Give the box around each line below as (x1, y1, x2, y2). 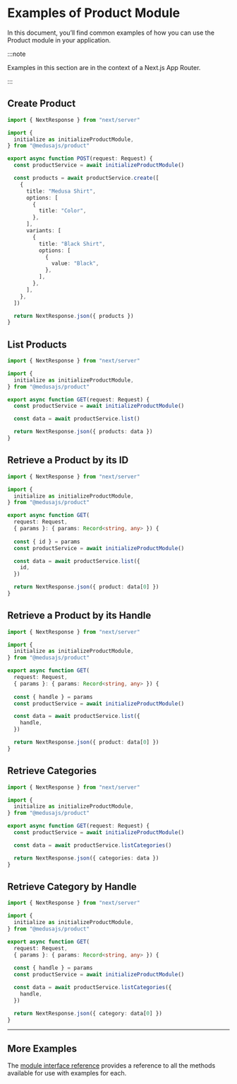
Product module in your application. (7, 35, 111, 44)
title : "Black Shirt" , (38, 240, 106, 247)
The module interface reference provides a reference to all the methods (7, 1061, 216, 1070)
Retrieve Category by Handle (7, 880, 138, 893)
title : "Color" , (38, 207, 87, 215)
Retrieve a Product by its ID (7, 455, 129, 467)
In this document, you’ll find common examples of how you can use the (7, 28, 215, 37)
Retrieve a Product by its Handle (7, 610, 152, 622)
